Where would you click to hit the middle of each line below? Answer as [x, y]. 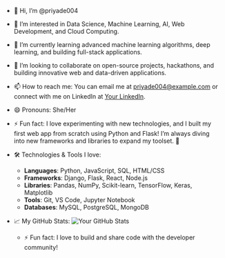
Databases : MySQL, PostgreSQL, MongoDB [87, 207]
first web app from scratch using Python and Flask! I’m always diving [111, 133]
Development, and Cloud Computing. [66, 31]
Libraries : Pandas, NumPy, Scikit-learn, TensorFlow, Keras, [108, 185]
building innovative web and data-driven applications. [90, 73]
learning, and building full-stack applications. [78, 52]
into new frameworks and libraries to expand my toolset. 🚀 [97, 141]
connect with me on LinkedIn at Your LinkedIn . [80, 96]
